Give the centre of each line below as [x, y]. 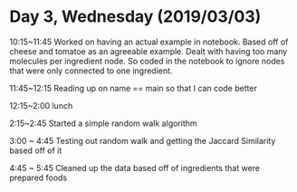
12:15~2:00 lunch [41, 105]
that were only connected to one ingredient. [91, 71]
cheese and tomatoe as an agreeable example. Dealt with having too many [148, 51]
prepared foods [38, 178]
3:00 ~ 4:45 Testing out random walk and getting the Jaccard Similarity [143, 140]
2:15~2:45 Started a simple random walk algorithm [103, 123]
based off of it [36, 150]
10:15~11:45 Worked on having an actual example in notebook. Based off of [149, 42]
